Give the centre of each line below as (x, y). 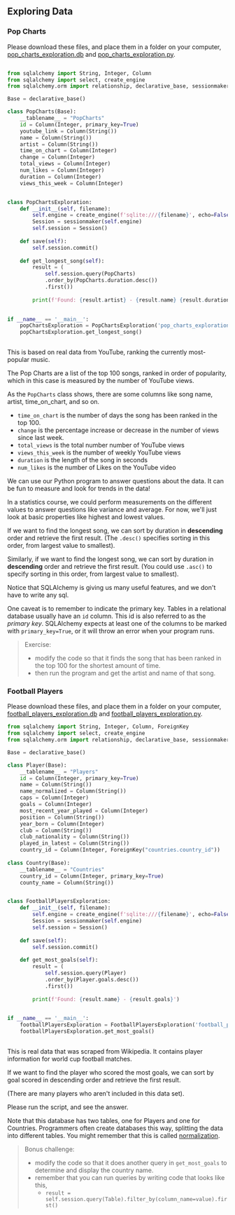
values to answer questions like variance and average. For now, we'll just (112, 510)
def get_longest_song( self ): (62, 261)
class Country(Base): (39, 863)
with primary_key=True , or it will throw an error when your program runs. (111, 631)
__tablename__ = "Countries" (62, 869)
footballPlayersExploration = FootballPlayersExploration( (108, 1025)
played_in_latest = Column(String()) (75, 844)
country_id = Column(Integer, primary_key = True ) (92, 876)
